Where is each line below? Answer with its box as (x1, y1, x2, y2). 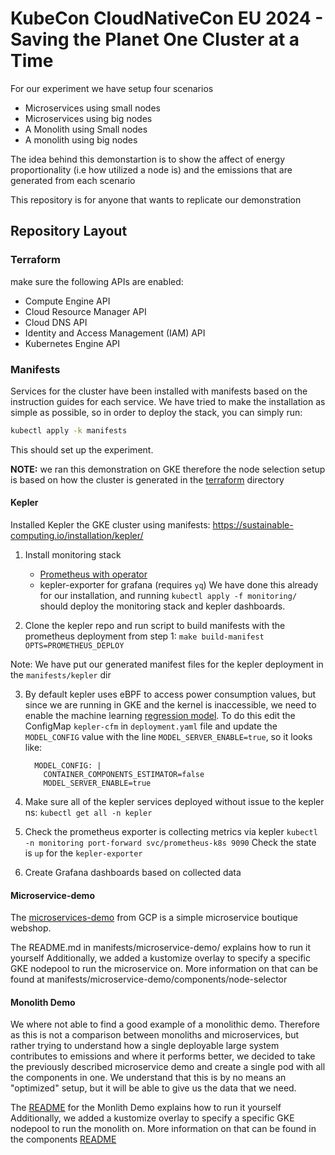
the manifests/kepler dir (10, 669, 112, 681)
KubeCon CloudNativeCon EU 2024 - (10, 7, 324, 30)
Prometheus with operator (39, 568, 148, 580)
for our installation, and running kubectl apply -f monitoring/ (39, 590, 298, 601)
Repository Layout (10, 223, 128, 240)
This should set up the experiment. (10, 443, 154, 456)
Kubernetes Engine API (24, 337, 120, 349)
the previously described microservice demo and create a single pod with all (10, 1061, 326, 1073)
